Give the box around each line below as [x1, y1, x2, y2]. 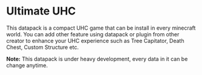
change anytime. [6, 62, 48, 69]
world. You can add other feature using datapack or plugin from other [6, 30, 180, 37]
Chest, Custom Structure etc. [6, 44, 79, 51]
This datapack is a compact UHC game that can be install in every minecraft [6, 24, 196, 31]
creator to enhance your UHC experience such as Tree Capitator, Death [6, 37, 184, 44]
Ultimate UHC [6, 4, 76, 18]
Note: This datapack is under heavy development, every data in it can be [6, 55, 188, 62]
